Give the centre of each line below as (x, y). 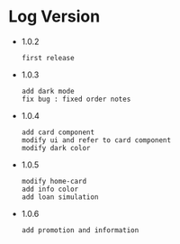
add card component (58, 132)
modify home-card (54, 181)
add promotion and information (80, 230)
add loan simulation (60, 197)
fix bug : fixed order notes (76, 99)
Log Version (54, 17)
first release (48, 58)
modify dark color (56, 148)
